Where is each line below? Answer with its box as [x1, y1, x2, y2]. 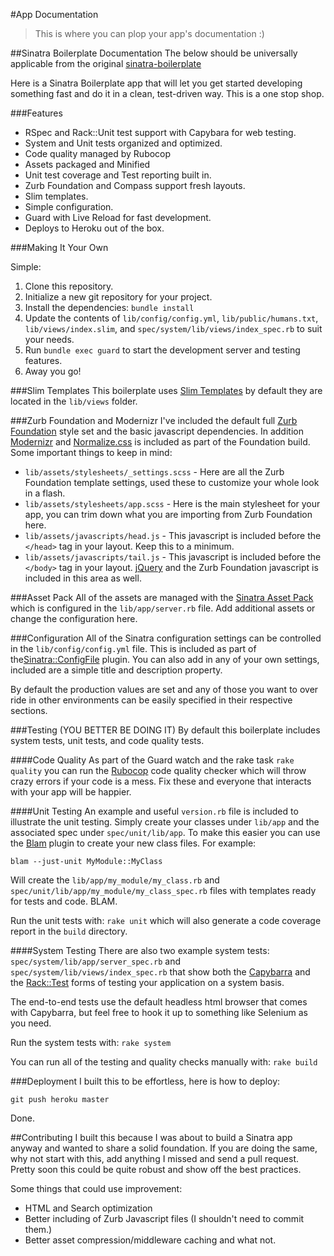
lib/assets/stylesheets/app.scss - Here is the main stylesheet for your [24, 498, 321, 509]
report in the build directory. [10, 925, 128, 937]
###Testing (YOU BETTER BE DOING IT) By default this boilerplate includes [10, 724, 321, 736]
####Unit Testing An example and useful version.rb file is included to [10, 805, 299, 817]
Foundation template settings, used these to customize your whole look [24, 477, 320, 488]
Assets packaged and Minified [24, 159, 151, 170]
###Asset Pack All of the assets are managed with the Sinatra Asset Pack [10, 592, 314, 603]
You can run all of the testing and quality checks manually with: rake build [10, 1056, 318, 1068]
